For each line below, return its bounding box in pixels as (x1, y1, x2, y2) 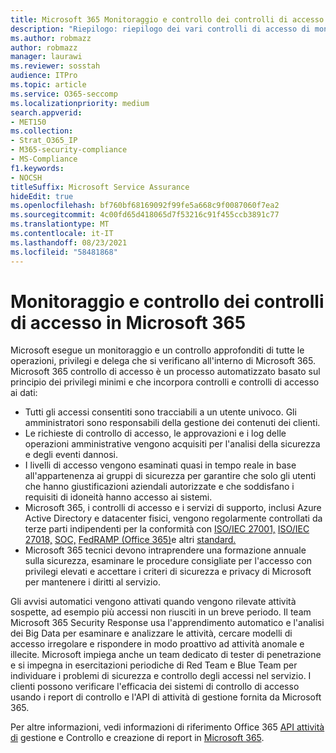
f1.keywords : (10, 163, 65, 173)
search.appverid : (10, 107, 83, 118)
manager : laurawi (10, 52, 83, 62)
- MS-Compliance (10, 154, 78, 164)
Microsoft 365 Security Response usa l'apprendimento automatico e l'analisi (10, 617, 325, 629)
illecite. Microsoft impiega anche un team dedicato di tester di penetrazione (10, 649, 322, 661)
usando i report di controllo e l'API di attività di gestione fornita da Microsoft (10, 691, 322, 703)
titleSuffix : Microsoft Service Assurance (10, 182, 190, 192)
